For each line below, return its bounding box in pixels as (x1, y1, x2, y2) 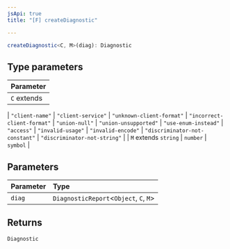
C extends (10, 93, 43, 103)
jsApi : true (7, 10, 42, 17)
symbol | (7, 140, 30, 150)
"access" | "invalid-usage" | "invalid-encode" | (7, 126, 144, 134)
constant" (7, 135, 36, 142)
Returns (7, 217, 43, 229)
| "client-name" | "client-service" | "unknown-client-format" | (7, 111, 188, 120)
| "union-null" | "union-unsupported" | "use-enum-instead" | (52, 119, 224, 127)
